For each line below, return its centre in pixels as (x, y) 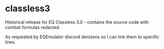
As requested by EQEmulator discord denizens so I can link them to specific (82, 37)
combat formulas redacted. (33, 27)
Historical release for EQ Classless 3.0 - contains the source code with (77, 22)
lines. (11, 42)
